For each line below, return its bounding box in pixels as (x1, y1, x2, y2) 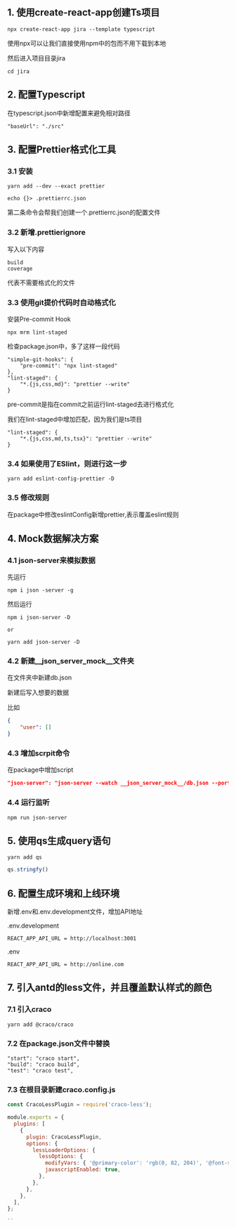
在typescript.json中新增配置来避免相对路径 (7, 108, 131, 117)
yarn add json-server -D (7, 639, 80, 646)
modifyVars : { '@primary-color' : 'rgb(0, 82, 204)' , (44, 1160, 202, 1167)
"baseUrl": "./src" (7, 122, 65, 130)
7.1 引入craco (7, 1004, 52, 1014)
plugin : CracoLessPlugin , (25, 1134, 102, 1141)
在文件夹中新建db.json (7, 673, 72, 682)
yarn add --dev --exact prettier (7, 183, 105, 190)
